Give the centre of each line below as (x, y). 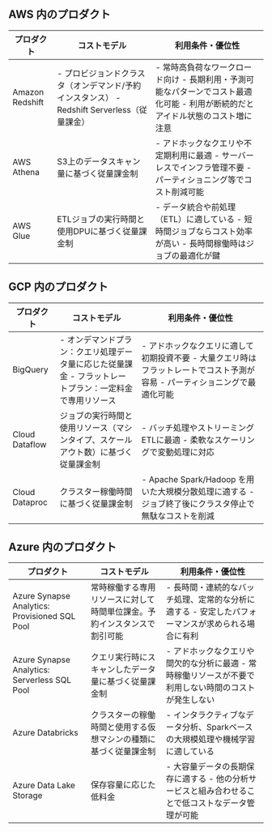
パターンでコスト (204, 92)
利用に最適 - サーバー (212, 155)
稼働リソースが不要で (214, 676)
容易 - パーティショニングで (195, 382)
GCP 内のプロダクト (58, 287)
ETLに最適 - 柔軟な (178, 440)
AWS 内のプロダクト (59, 15)
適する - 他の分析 (215, 779)
